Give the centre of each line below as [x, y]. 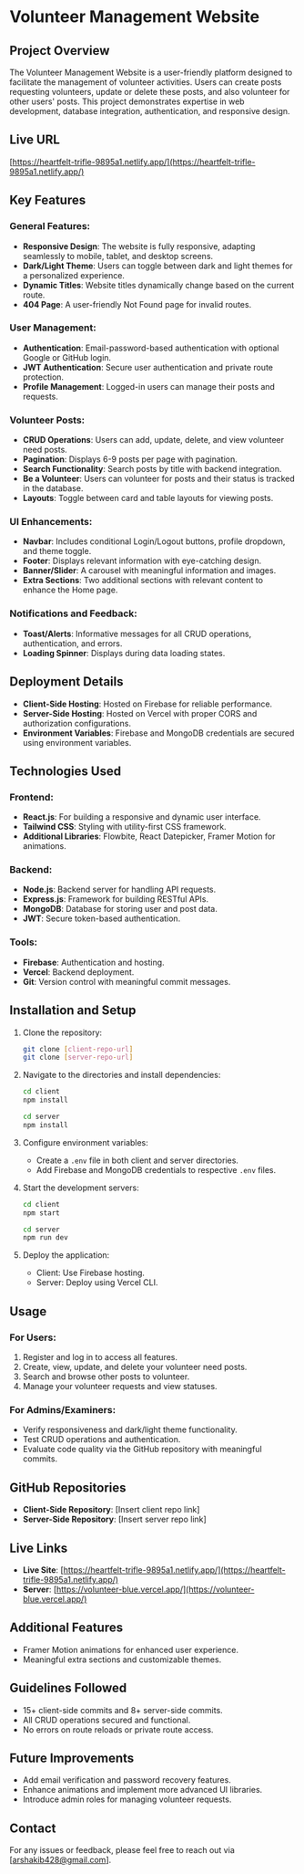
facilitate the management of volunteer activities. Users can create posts [146, 82]
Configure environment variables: [85, 1142]
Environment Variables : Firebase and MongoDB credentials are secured [158, 733]
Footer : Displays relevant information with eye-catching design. [142, 561]
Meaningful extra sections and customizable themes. [122, 1659]
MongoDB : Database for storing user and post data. [120, 909]
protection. [43, 377]
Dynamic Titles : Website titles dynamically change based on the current [158, 285]
